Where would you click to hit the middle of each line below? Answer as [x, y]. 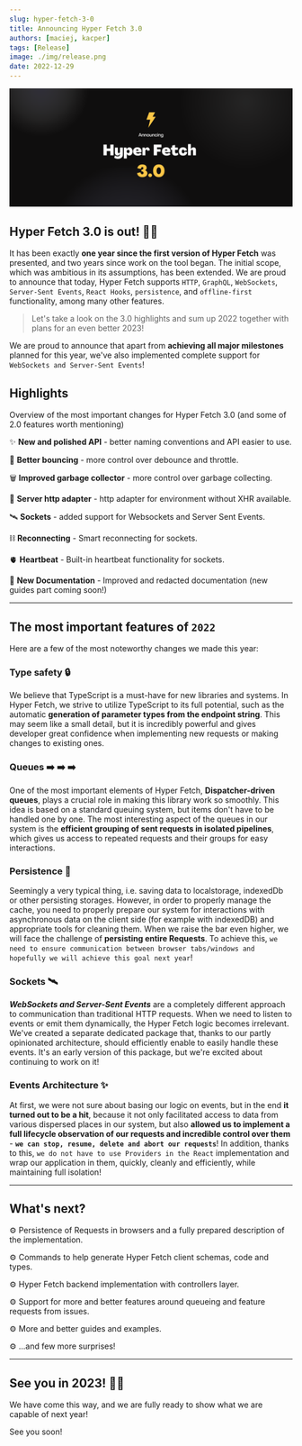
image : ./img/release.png [58, 57]
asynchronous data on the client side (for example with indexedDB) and [142, 919]
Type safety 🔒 [40, 673]
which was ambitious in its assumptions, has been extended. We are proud [148, 273]
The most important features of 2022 [112, 627]
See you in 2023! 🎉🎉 [67, 1383]
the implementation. [46, 1240]
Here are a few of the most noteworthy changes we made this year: [134, 649]
